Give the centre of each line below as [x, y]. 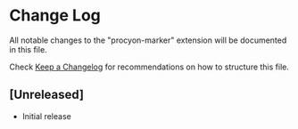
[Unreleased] [47, 95]
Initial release [46, 116]
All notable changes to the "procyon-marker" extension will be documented [148, 40]
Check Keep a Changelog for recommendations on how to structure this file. [149, 67]
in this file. [28, 49]
